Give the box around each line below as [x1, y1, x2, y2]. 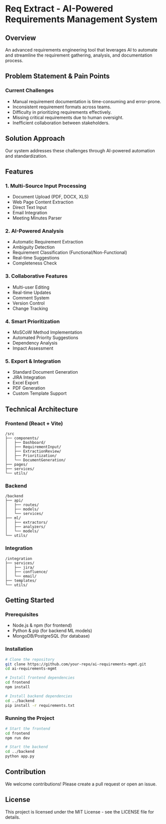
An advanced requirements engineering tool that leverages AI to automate [5, 47, 157, 53]
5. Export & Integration [5, 358, 61, 365]
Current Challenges [5, 87, 54, 94]
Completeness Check [12, 260, 57, 266]
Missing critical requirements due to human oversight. [12, 114, 124, 120]
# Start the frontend [5, 726, 50, 731]
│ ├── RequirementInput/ [5, 444, 61, 450]
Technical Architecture [5, 405, 78, 413]
